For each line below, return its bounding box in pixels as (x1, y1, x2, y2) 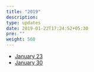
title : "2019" (6, 8, 41, 15)
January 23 (14, 53, 43, 60)
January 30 (14, 59, 43, 66)
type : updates (6, 20, 41, 26)
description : (6, 14, 38, 20)
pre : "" (6, 31, 25, 37)
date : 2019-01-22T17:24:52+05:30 (6, 25, 89, 32)
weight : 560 (6, 36, 35, 42)
